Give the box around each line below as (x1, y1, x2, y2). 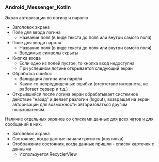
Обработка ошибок (12, 71, 52, 77)
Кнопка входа (12, 55, 41, 61)
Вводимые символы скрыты (19, 50, 79, 56)
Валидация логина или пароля (19, 76, 82, 81)
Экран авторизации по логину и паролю (5, 15, 89, 21)
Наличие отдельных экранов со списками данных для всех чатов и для (5, 116, 154, 122)
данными (12, 146, 32, 152)
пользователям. (12, 107, 46, 113)
